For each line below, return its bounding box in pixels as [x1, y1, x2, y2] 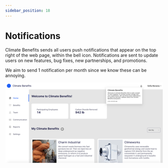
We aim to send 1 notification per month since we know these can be [5, 67, 147, 73]
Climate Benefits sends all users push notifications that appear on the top [5, 46, 156, 52]
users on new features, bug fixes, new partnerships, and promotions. [5, 57, 147, 63]
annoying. [5, 72, 26, 78]
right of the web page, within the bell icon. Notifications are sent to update [5, 52, 158, 58]
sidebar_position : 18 [5, 8, 50, 13]
